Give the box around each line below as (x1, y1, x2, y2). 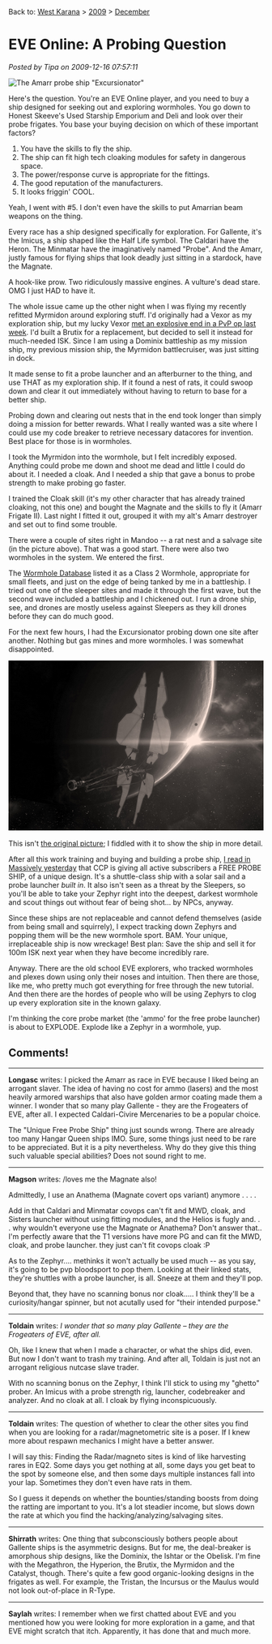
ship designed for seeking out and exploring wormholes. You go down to (8, 101, 251, 112)
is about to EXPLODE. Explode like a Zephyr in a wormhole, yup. (8, 1022, 222, 1032)
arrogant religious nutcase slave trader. (8, 1362, 139, 1372)
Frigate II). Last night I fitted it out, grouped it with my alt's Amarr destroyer (8, 510, 257, 520)
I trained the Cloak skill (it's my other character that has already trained (8, 493, 245, 503)
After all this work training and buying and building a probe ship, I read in (8, 854, 251, 864)
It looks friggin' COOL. (19, 187, 96, 196)
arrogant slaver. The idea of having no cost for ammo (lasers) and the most (8, 1083, 259, 1094)
